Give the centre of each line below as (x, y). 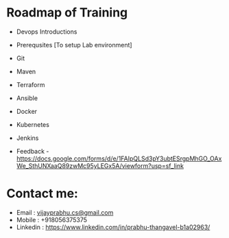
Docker (27, 111)
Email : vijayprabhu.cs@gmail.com (65, 212)
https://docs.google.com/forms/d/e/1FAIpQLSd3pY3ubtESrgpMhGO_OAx (119, 158)
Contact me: (42, 194)
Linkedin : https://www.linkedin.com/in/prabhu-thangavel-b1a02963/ (113, 227)
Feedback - (33, 151)
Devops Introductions (47, 32)
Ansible (27, 98)
